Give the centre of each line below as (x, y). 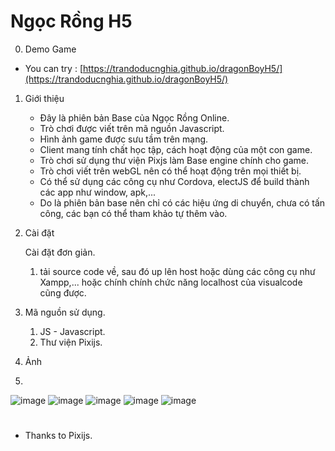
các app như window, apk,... (98, 192)
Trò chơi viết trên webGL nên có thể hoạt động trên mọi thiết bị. (170, 171)
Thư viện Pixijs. (71, 342)
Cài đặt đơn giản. (60, 252)
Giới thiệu (44, 98)
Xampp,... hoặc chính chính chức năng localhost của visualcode (171, 282)
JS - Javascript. (72, 331)
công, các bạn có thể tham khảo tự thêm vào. (133, 213)
